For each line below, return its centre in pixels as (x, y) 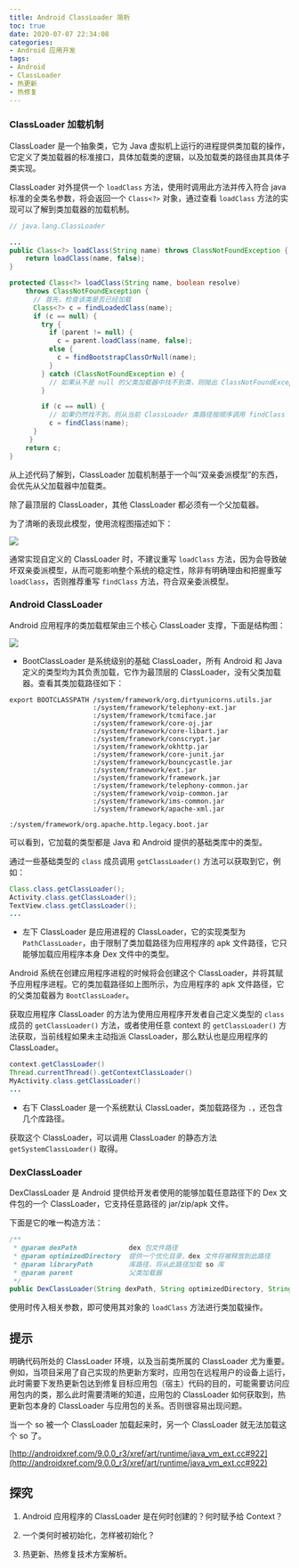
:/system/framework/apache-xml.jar (159, 809)
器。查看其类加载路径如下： (73, 683)
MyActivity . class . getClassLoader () (75, 1081)
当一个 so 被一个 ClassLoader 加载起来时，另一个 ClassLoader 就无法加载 (144, 1425)
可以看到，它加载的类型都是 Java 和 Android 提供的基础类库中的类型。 (138, 842)
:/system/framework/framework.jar (157, 778)
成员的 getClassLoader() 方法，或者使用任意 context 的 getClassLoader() (143, 1025)
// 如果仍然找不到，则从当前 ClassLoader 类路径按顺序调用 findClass (167, 415)
